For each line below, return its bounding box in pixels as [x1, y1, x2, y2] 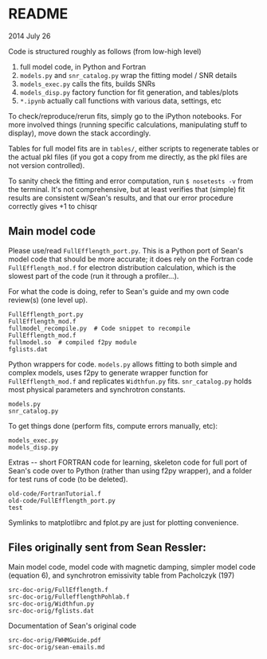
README [8, 5, 69, 23]
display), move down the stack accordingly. [8, 128, 151, 138]
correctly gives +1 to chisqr [8, 201, 98, 211]
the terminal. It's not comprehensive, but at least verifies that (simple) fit [8, 184, 245, 194]
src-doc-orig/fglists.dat [8, 606, 94, 614]
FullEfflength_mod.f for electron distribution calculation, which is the [8, 262, 237, 272]
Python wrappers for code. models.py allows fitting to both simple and [8, 359, 238, 369]
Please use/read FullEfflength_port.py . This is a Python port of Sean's [8, 245, 244, 255]
